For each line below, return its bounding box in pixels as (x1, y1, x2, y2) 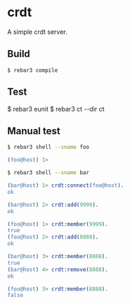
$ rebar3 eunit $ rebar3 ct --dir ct (7, 104, 105, 113)
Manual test (7, 125, 61, 137)
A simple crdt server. (7, 28, 68, 36)
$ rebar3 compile (7, 66, 58, 74)
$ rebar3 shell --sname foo (7, 144, 90, 151)
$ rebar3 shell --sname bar (7, 169, 90, 176)
